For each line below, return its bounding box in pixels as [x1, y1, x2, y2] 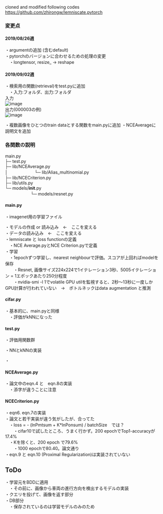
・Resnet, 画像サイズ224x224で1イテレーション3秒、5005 [13, 267, 131, 273]
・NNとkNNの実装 [5, 347, 42, 353]
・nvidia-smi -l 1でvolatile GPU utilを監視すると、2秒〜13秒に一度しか [13, 279, 153, 285]
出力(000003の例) [5, 107, 42, 113]
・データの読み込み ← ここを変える [5, 230, 82, 236]
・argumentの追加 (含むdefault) [5, 47, 69, 53]
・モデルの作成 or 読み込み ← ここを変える [5, 224, 97, 230]
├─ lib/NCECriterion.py [5, 175, 51, 180]
